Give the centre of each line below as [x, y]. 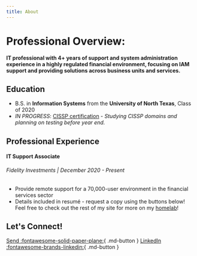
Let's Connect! [34, 226]
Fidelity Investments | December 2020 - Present [65, 170]
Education [26, 89]
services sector [34, 195]
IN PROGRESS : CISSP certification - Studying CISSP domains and [96, 116]
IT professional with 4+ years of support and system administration [92, 58]
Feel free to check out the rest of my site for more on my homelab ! [97, 208]
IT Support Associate [33, 156]
